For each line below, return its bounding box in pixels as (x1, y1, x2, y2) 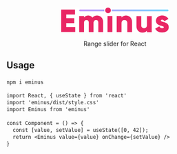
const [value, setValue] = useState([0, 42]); (12, 126, 149, 133)
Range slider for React (83, 39, 147, 48)
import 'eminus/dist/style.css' (6, 99, 99, 106)
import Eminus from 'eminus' (6, 106, 90, 113)
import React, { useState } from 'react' (6, 92, 127, 99)
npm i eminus (6, 79, 44, 86)
